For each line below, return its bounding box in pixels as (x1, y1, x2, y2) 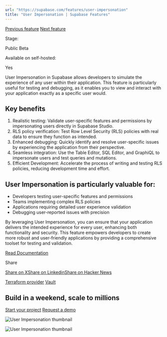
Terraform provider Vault (5, 279, 56, 285)
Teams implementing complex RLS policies (12, 198, 101, 205)
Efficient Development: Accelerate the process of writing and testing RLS (12, 160, 163, 166)
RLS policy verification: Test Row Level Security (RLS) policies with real (12, 128, 159, 134)
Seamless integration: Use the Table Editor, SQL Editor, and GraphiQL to (12, 149, 160, 155)
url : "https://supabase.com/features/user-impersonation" (5, 7, 128, 12)
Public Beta (5, 45, 29, 51)
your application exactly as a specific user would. (5, 90, 107, 96)
